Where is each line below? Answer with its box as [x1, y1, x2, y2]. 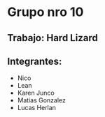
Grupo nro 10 [7, 4, 84, 20]
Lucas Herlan [17, 104, 56, 112]
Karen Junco [17, 88, 55, 97]
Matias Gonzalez [17, 96, 66, 104]
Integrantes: [7, 55, 62, 67]
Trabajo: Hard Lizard [7, 32, 98, 44]
